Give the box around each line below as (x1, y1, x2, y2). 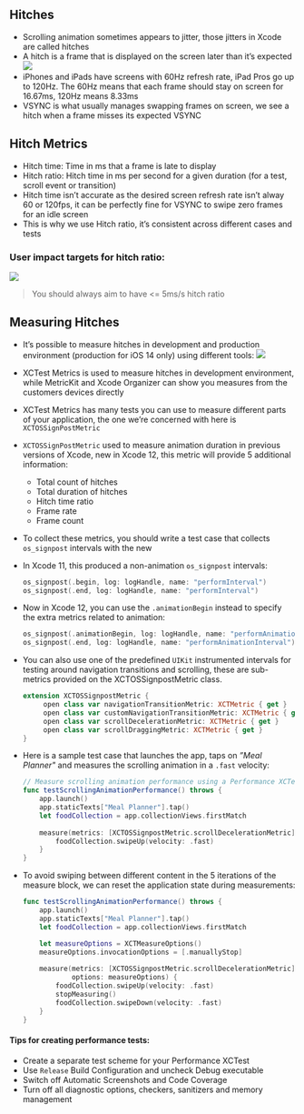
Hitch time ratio (35, 496, 93, 507)
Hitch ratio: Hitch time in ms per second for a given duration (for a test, (22, 170, 288, 181)
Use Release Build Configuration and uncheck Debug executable (22, 1064, 264, 1076)
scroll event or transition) (22, 179, 116, 190)
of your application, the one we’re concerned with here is (22, 414, 237, 425)
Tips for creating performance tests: (9, 1035, 151, 1046)
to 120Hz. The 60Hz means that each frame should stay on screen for (22, 81, 284, 92)
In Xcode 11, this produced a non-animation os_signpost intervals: (22, 559, 268, 571)
